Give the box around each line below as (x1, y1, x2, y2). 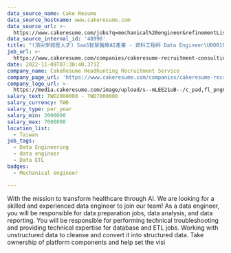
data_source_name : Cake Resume (7, 10, 97, 17)
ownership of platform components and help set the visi (7, 238, 166, 246)
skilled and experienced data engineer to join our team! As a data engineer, (7, 202, 220, 210)
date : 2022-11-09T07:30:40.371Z (7, 61, 100, 68)
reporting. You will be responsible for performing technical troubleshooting (7, 216, 219, 224)
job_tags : (7, 138, 36, 145)
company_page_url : (7, 73, 60, 81)
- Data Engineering (13, 144, 69, 151)
